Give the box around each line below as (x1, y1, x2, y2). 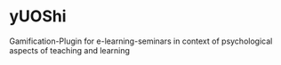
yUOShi (9, 6, 67, 27)
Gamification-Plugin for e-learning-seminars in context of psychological (9, 36, 273, 46)
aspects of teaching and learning (9, 45, 131, 55)
